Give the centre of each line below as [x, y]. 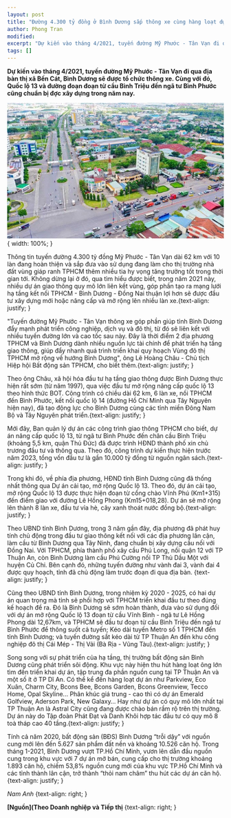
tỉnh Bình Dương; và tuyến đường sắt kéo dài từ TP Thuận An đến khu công [113, 636]
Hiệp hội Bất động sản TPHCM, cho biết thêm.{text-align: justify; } [100, 365]
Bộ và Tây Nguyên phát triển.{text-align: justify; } [76, 415]
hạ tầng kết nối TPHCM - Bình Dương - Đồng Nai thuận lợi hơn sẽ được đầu [113, 293]
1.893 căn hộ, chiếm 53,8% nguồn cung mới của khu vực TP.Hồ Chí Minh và [115, 766]
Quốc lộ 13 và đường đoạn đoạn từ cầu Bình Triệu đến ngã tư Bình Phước [112, 86]
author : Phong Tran [35, 29]
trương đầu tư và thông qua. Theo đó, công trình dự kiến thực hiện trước [109, 450]
